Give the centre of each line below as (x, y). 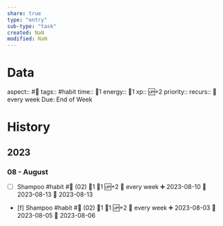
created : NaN (26, 33)
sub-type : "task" (32, 26)
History (29, 127)
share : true (24, 13)
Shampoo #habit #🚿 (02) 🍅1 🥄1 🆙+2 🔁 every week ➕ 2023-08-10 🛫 (112, 186)
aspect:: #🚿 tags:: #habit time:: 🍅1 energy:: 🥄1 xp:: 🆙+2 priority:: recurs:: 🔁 (112, 92)
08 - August (28, 172)
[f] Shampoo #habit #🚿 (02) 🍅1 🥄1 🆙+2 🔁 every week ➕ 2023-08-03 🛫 (116, 208)
